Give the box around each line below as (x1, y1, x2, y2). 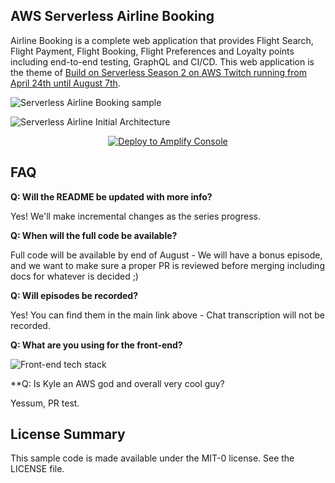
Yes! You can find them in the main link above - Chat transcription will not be (10, 309, 326, 321)
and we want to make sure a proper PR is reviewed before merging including (10, 259, 325, 271)
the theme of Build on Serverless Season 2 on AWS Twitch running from (10, 66, 307, 78)
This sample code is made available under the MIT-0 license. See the (10, 452, 295, 464)
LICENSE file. (10, 463, 65, 475)
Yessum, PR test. (10, 397, 80, 409)
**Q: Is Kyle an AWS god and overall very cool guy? (10, 377, 225, 389)
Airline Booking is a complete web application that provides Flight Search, (10, 34, 314, 46)
